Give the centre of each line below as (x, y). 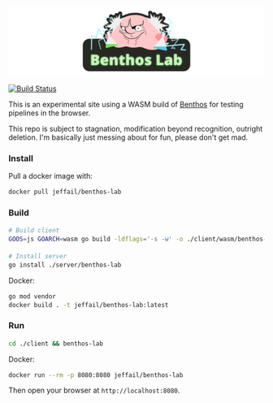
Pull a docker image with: (51, 176)
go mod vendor (32, 296)
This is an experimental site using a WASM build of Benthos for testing (126, 104)
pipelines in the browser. (50, 113)
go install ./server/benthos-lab (65, 265)
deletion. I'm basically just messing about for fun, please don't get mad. (128, 137)
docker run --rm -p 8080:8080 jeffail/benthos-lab (96, 375)
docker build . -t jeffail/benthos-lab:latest (89, 305)
